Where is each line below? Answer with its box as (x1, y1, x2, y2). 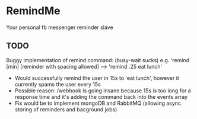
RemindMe (6, 4, 61, 18)
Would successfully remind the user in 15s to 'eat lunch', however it (14, 74, 179, 81)
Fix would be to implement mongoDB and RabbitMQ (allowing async (14, 99, 182, 107)
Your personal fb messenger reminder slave (6, 24, 114, 31)
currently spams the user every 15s (14, 81, 101, 88)
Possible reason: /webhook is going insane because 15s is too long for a (14, 87, 191, 94)
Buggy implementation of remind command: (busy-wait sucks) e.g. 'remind (6, 56, 190, 63)
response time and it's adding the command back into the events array (14, 93, 188, 100)
